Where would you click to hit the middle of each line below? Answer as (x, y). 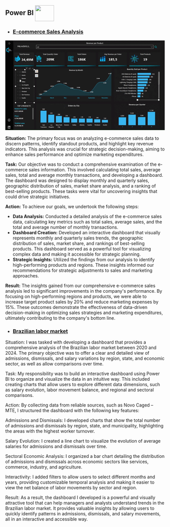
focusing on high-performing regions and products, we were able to (76, 297)
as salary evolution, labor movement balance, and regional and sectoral (80, 390)
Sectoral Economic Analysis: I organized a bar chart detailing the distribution (85, 456)
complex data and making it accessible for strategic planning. (77, 254)
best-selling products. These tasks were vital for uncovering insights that (81, 192)
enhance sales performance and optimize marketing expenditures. (75, 154)
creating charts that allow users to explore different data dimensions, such (83, 385)
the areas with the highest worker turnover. (50, 431)
